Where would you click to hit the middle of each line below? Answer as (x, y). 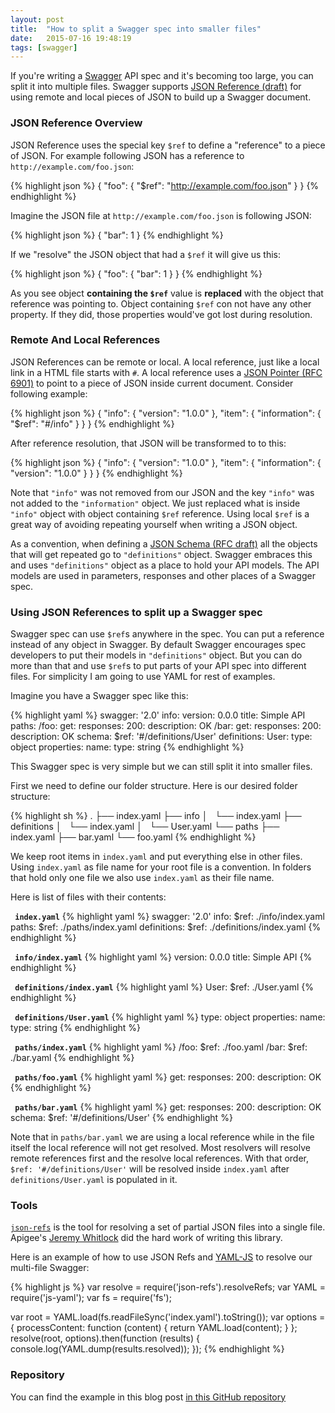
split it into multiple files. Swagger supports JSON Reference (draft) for (156, 87)
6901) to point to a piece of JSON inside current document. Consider (152, 383)
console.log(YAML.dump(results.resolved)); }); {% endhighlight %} (147, 1349)
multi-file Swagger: (50, 1268)
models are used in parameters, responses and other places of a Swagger (163, 575)
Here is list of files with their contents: (88, 897)
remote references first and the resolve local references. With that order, (160, 1158)
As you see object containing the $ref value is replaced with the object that (167, 293)
